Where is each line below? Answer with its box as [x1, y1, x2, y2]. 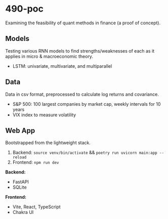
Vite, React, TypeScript [12, 204, 61, 210]
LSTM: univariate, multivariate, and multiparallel [12, 63, 112, 69]
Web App [5, 126, 35, 135]
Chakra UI [12, 209, 34, 215]
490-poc [5, 3, 44, 15]
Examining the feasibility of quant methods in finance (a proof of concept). [5, 20, 161, 26]
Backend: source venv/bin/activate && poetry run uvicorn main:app [12, 150, 158, 156]
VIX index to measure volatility [12, 112, 76, 118]
